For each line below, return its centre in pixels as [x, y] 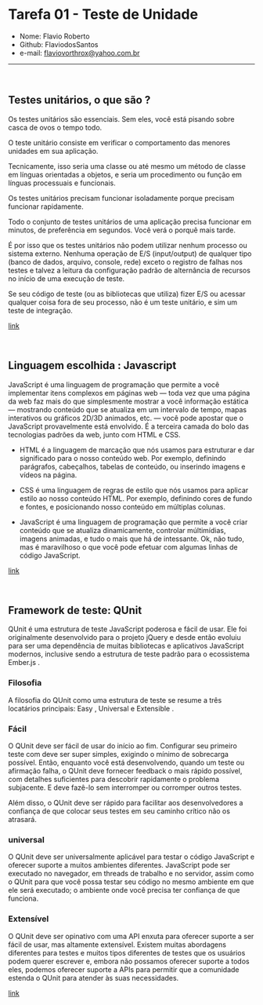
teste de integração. [40, 310]
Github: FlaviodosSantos [59, 44]
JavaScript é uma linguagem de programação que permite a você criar [133, 522]
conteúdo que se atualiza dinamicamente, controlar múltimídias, [122, 530]
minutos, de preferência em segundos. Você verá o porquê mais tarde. [122, 230]
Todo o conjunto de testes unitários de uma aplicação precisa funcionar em [130, 221]
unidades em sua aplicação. [53, 151]
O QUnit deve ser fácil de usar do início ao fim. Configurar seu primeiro [122, 746]
